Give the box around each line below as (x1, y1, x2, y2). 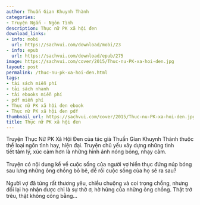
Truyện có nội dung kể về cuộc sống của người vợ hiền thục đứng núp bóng (6, 161, 192, 168)
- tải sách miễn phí (6, 81, 58, 87)
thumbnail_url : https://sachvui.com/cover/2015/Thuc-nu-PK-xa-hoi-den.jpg (6, 113, 196, 119)
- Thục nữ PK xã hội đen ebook (6, 102, 84, 109)
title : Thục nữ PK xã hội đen (6, 119, 82, 125)
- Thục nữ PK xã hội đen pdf (6, 108, 79, 114)
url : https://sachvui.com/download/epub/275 (11, 53, 124, 59)
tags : (6, 75, 20, 81)
